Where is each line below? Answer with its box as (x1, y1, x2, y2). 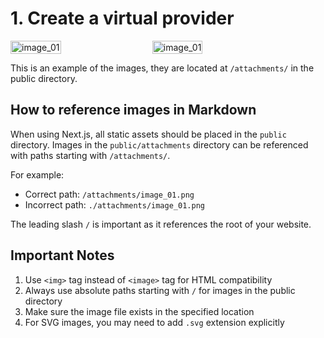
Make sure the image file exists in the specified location (24, 305, 255, 317)
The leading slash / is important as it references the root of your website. (10, 218, 312, 230)
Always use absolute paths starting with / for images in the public (24, 284, 296, 296)
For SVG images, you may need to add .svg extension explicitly (24, 316, 285, 328)
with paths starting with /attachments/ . (10, 149, 171, 161)
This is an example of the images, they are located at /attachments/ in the (10, 62, 315, 74)
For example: (10, 168, 65, 181)
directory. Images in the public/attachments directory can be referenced (10, 138, 309, 151)
